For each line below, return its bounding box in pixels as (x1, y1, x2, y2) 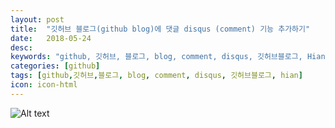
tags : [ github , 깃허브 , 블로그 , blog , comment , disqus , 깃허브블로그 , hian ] (10, 71, 303, 81)
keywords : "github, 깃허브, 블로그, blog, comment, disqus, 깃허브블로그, (10, 52, 303, 62)
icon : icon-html (10, 80, 78, 90)
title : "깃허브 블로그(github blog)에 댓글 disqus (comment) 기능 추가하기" (10, 24, 311, 34)
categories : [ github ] (10, 61, 101, 71)
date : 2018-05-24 (10, 33, 92, 43)
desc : (10, 42, 33, 53)
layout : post (10, 14, 65, 25)
